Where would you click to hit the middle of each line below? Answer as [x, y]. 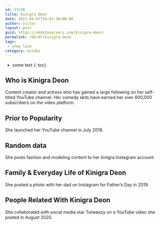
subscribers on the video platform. [40, 103]
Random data [26, 145]
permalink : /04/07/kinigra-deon [38, 37]
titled [10, 97]
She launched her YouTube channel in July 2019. [54, 130]
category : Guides [23, 51]
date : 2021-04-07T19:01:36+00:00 [39, 19]
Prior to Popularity [34, 118]
